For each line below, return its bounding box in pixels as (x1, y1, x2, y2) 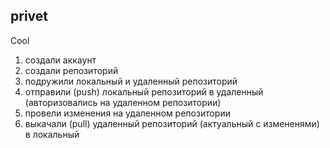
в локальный (24, 128, 80, 140)
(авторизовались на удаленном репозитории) (24, 96, 222, 108)
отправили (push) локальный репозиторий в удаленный (24, 85, 264, 98)
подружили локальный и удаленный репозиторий (24, 75, 238, 87)
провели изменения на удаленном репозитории (24, 107, 231, 119)
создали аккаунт (24, 54, 97, 66)
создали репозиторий (24, 64, 119, 76)
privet (10, 8, 48, 25)
